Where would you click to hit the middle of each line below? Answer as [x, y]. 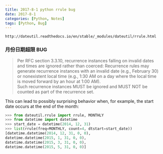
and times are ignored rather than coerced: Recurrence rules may [83, 66]
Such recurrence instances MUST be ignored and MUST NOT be [82, 86]
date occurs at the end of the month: [42, 106]
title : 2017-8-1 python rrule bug [40, 10]
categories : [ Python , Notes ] [35, 19]
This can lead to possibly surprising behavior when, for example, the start [79, 101]
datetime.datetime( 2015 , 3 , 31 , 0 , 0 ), [46, 142]
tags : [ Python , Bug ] [26, 23]
